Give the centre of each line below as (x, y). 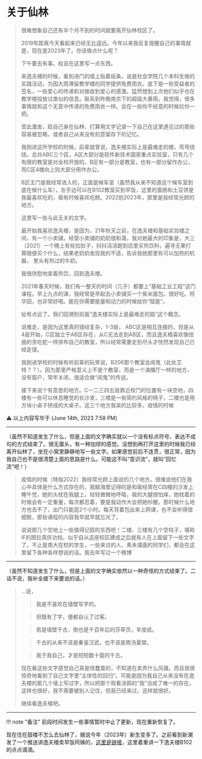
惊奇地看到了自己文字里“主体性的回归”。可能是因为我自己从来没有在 (105, 675)
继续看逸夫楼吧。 (42, 703)
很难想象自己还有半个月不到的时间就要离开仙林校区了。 (89, 30)
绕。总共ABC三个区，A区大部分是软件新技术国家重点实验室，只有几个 (107, 154)
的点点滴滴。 (22, 749)
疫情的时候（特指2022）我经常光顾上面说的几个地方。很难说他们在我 (106, 479)
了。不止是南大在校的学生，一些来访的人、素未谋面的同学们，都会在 (105, 545)
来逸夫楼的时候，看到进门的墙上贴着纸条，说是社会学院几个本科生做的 (108, 76)
